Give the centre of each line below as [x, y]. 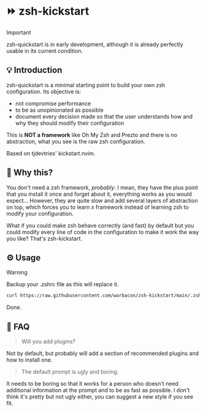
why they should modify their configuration [70, 123]
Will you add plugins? [48, 341]
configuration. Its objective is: [44, 91]
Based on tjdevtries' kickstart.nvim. [51, 153]
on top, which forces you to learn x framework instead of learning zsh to [97, 207]
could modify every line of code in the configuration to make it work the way [103, 232]
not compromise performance [53, 103]
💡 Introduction [34, 70]
